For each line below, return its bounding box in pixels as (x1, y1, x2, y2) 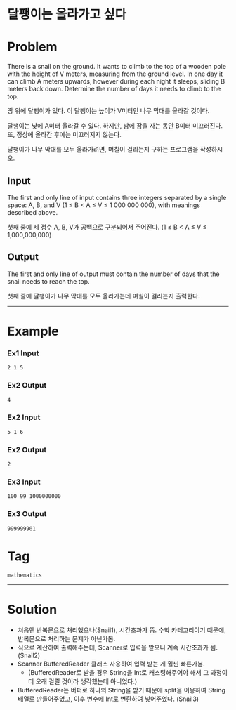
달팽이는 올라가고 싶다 (7, 6, 126, 22)
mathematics (7, 572, 42, 579)
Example (7, 323, 59, 339)
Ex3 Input (7, 477, 41, 487)
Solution (7, 601, 58, 617)
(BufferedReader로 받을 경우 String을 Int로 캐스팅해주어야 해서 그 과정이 (27, 668, 228, 676)
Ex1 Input (7, 348, 39, 358)
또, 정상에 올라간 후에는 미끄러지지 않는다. (7, 131, 122, 139)
